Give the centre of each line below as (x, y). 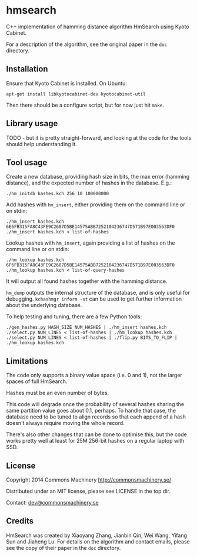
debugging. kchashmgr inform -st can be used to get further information (94, 299)
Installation (27, 69)
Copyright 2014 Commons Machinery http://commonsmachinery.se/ (89, 480)
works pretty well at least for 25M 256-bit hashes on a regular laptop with (95, 441)
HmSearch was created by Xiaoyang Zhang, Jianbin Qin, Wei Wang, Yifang (96, 535)
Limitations (27, 361)
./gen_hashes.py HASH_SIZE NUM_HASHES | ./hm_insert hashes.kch (86, 328)
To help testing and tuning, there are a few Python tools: (74, 317)
